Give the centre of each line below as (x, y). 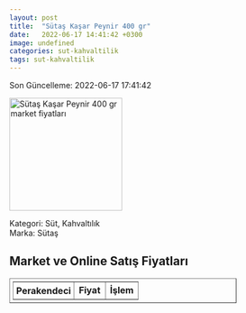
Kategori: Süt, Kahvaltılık (55, 223)
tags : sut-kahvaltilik (52, 60)
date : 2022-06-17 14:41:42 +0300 (76, 34)
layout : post (34, 18)
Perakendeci (44, 290)
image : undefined (42, 43)
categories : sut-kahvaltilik (64, 51)
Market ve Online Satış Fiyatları (99, 261)
